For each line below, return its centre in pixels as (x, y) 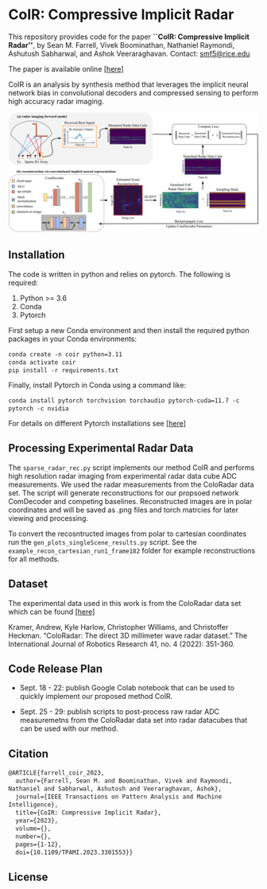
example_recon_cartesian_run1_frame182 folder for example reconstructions (132, 550)
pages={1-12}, (39, 844)
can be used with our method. (69, 728)
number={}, (33, 837)
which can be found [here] (52, 611)
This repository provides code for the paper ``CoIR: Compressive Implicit (129, 37)
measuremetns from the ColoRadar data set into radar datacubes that (133, 720)
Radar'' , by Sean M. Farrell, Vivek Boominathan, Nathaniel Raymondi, (122, 45)
